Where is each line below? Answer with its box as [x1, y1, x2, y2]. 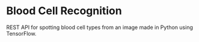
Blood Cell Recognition [6, 4, 122, 18]
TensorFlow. [6, 30, 37, 37]
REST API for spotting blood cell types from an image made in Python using [6, 24, 194, 31]
